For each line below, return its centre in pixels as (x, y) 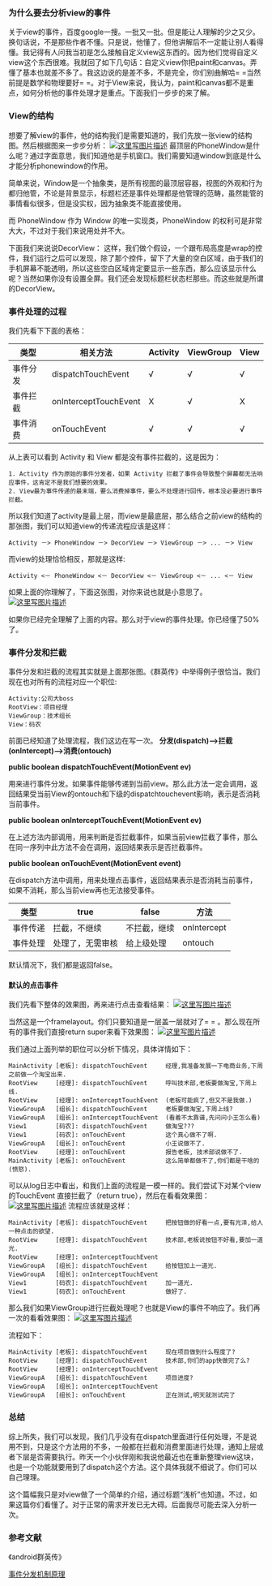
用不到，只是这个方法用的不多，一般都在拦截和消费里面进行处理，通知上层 (132, 1446)
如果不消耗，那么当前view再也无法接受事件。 (84, 890)
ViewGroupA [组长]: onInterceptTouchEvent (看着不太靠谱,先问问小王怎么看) (135, 1118)
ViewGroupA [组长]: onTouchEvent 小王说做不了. (107, 1144)
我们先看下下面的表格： (47, 330)
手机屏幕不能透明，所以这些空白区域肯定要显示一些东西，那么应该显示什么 (132, 268)
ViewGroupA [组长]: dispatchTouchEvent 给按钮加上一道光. (113, 1266)
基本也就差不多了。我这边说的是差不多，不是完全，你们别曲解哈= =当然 (142, 73)
